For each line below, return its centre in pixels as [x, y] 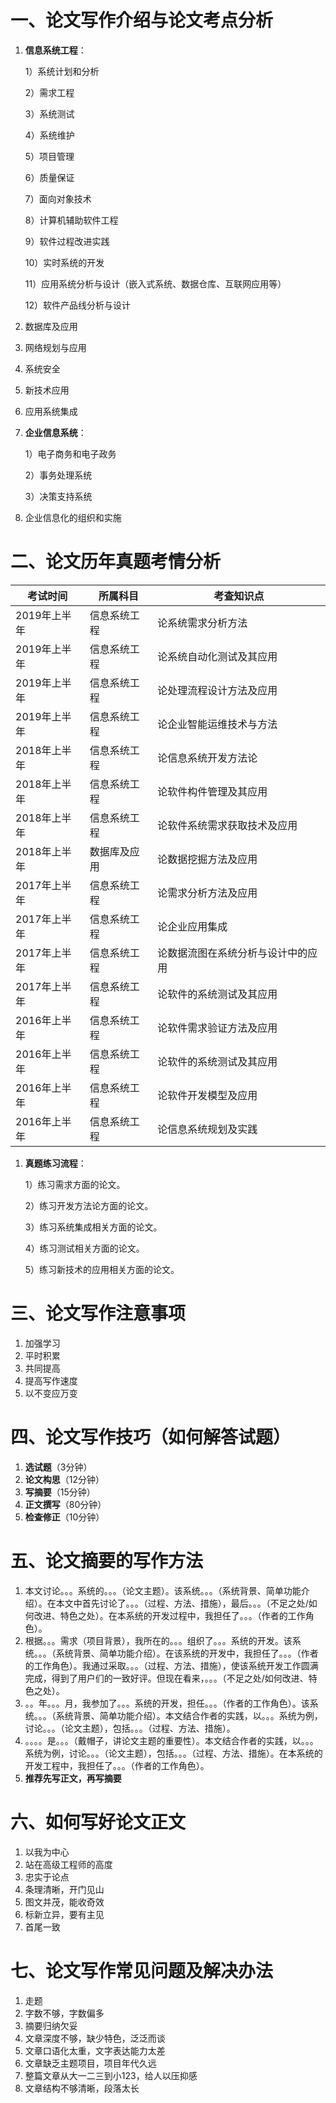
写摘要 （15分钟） [60, 1492]
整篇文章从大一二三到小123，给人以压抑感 [111, 2075]
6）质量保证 [49, 177]
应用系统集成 [51, 411]
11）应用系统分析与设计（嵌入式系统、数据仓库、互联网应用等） [155, 283]
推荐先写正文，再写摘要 [73, 1778]
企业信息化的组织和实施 [73, 517]
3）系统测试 [49, 113]
